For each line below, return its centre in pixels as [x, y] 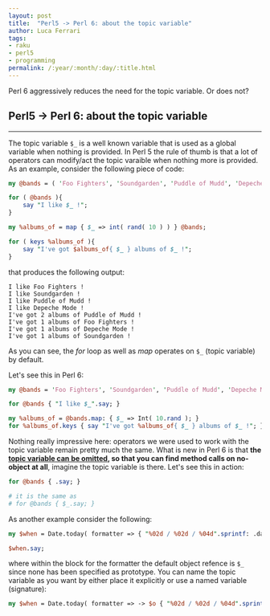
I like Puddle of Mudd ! [50, 301]
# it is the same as [43, 496]
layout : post [30, 16]
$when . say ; [27, 548]
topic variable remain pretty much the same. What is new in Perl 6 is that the [135, 450]
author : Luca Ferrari [45, 31]
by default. [26, 359]
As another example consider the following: [80, 519]
